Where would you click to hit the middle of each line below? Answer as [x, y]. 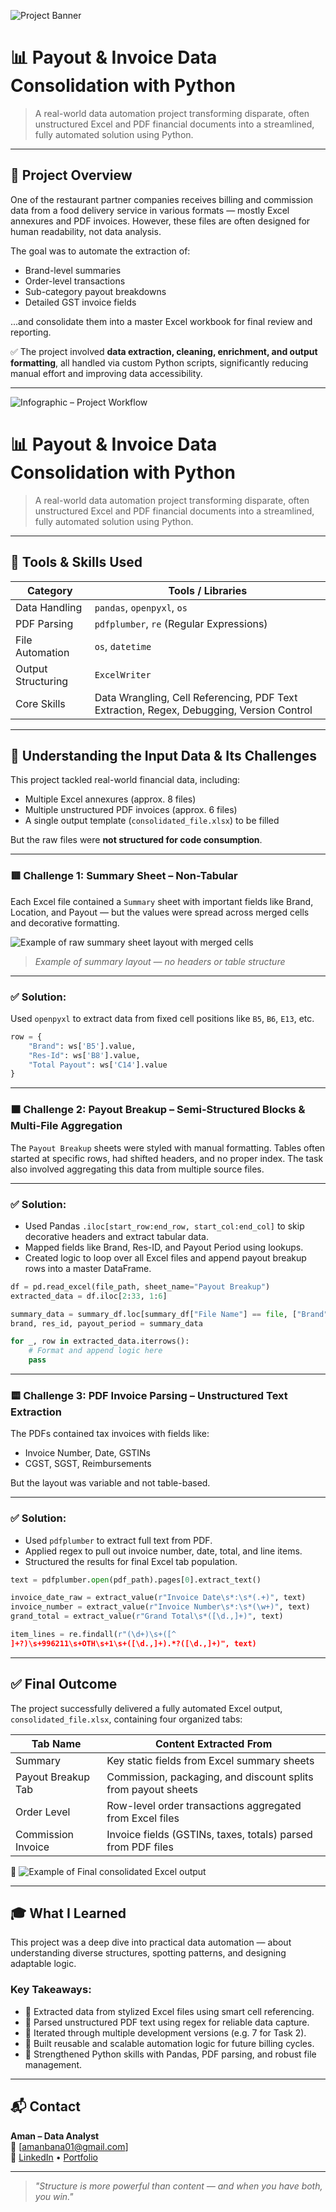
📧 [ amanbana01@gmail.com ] [69, 2146]
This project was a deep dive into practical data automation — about [151, 1942]
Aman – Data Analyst [55, 2136]
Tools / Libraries [208, 590]
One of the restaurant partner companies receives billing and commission [162, 199]
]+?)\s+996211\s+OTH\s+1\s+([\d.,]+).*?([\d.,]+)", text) [133, 1643]
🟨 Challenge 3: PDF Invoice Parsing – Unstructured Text [149, 1395]
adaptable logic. [43, 1964]
